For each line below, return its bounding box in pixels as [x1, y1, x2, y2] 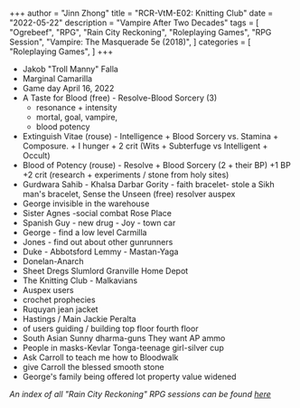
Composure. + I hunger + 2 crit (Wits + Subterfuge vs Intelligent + [22, 140, 268, 151]
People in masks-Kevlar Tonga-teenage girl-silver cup [22, 343, 224, 353]
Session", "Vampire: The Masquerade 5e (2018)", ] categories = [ [9, 36, 251, 47]
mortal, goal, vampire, [35, 112, 118, 122]
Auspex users [22, 285, 74, 295]
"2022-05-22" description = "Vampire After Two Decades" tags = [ [9, 17, 259, 28]
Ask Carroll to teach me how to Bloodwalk [22, 352, 179, 363]
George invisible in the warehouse [22, 198, 150, 209]
